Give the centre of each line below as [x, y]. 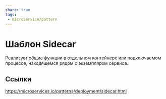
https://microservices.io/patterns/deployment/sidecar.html [66, 91]
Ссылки [18, 79]
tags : [11, 15]
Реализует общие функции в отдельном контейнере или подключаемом [83, 58]
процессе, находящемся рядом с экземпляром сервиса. [67, 63]
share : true [18, 10]
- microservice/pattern [32, 19]
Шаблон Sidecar [41, 44]
